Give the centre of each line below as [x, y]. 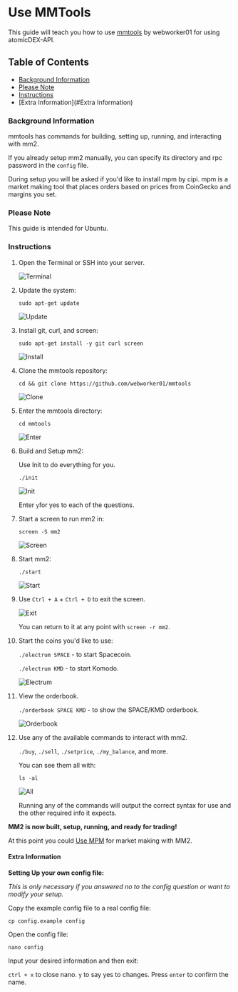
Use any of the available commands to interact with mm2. [103, 737]
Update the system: [47, 290]
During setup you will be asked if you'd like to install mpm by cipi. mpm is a [118, 179]
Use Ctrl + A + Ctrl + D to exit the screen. [82, 599]
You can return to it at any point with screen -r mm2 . [94, 626]
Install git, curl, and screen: [58, 330]
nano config [26, 947]
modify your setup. [36, 894]
